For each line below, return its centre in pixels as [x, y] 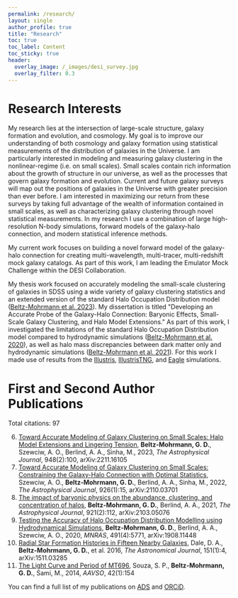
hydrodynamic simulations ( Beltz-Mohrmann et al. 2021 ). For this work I [112, 352]
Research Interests [65, 108]
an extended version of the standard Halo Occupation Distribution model [114, 299]
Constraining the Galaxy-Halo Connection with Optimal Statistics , [113, 475]
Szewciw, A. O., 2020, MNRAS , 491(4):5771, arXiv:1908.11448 [107, 535]
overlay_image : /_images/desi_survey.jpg [76, 67]
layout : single [30, 21]
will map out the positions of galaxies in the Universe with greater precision [118, 188]
